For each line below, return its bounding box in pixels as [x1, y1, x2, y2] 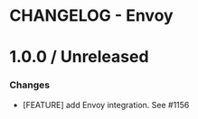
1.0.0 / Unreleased [9, 47, 149, 68]
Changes [9, 78, 51, 91]
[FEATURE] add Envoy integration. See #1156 [22, 99, 190, 110]
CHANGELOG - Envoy [9, 5, 174, 26]
